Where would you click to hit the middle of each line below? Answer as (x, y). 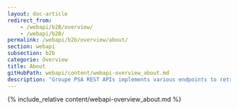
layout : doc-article (38, 14)
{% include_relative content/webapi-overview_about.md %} (95, 99)
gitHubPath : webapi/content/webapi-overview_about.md (89, 73)
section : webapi (31, 47)
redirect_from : (30, 20)
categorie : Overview (38, 60)
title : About (27, 66)
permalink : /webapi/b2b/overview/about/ (68, 40)
